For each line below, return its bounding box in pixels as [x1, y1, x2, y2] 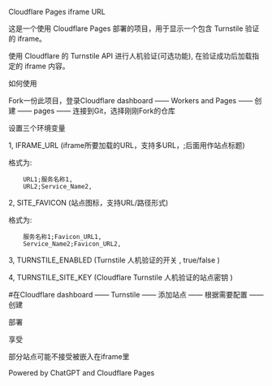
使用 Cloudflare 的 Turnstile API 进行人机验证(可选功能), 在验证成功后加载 [8, 51, 253, 60]
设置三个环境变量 [8, 124, 66, 132]
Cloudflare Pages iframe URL [8, 7, 106, 16]
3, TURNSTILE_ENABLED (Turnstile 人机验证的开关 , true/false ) [8, 255, 221, 265]
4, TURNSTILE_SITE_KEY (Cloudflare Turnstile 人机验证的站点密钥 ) [8, 272, 233, 282]
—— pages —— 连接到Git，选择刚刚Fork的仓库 [17, 106, 176, 115]
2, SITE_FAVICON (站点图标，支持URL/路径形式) [8, 198, 169, 207]
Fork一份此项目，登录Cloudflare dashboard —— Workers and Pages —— [8, 96, 253, 105]
